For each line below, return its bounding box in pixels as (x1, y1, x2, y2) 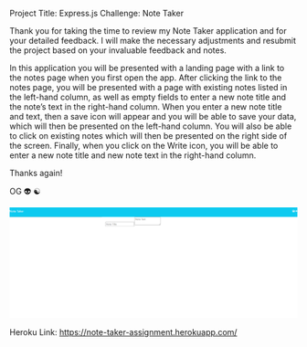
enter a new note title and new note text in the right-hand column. (9, 150, 257, 161)
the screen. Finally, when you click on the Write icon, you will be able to (9, 141, 279, 151)
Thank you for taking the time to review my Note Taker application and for (9, 26, 287, 36)
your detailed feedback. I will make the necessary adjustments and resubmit (9, 36, 297, 46)
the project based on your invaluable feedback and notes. (9, 45, 227, 56)
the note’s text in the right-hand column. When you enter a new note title (9, 101, 282, 112)
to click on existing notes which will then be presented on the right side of (9, 131, 288, 141)
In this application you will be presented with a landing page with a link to (9, 63, 285, 73)
